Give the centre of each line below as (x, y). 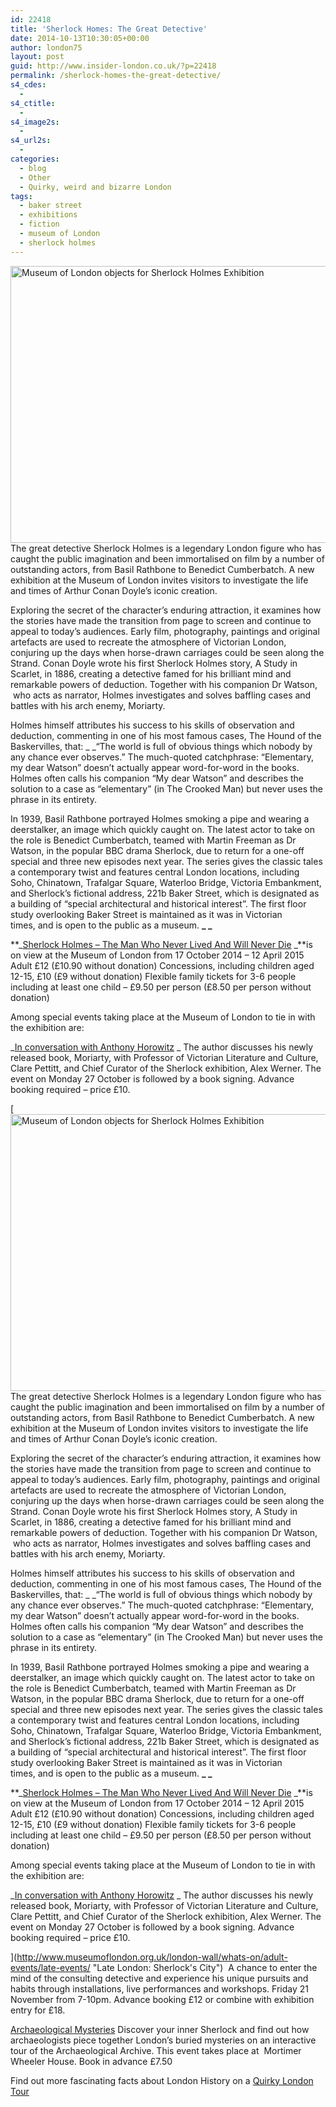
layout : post (37, 57)
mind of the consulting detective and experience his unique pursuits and (159, 1978)
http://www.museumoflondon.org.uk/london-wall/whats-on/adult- (152, 1957)
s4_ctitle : (33, 103)
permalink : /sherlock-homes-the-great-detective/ (116, 76)
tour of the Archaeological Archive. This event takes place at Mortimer (156, 2050)
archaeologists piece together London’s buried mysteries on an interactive (163, 2040)
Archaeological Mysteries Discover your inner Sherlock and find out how (160, 2029)
